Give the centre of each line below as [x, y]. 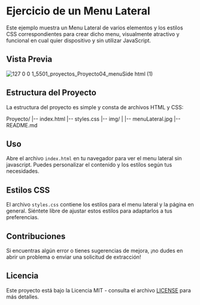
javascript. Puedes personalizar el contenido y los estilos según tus [89, 165]
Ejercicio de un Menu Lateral [78, 11]
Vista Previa [29, 59]
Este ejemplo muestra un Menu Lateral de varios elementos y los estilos [95, 28]
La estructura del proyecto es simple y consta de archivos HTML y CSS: [95, 107]
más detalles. [23, 297]
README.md [22, 125]
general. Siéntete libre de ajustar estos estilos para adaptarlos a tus [89, 211]
